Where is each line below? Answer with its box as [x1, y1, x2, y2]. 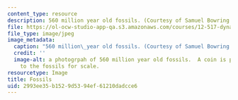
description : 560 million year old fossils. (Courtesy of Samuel [7, 17, 204, 24]
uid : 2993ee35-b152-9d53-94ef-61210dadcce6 [7, 82, 138, 89]
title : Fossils [7, 75, 52, 83]
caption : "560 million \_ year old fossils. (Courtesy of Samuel [13, 43, 204, 50]
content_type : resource [7, 10, 78, 18]
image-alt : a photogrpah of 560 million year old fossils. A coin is [13, 56, 227, 63]
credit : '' [13, 50, 46, 57]
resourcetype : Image [7, 69, 69, 76]
